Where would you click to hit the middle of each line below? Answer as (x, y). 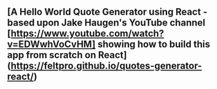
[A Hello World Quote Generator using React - (107, 12)
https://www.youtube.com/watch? (87, 33)
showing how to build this (154, 44)
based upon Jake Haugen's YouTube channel (106, 23)
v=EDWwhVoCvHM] (51, 44)
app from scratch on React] (67, 55)
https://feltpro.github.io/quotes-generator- (106, 66)
